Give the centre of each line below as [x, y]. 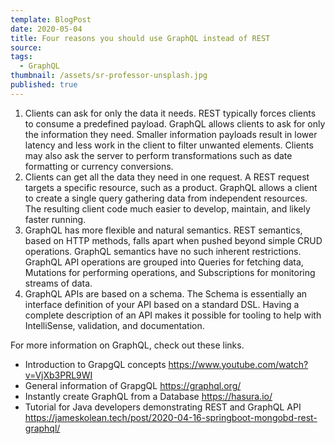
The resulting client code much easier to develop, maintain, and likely [167, 208]
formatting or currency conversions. [99, 166]
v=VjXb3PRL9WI [58, 375]
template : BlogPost [51, 19]
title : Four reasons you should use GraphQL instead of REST [140, 38]
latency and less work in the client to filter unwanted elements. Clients [169, 145]
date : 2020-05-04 [46, 29]
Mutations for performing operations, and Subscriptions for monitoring [170, 272]
